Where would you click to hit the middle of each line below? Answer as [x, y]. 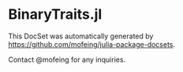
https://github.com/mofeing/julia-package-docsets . [92, 44]
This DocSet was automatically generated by [81, 36]
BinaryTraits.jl [55, 14]
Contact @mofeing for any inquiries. [67, 59]
